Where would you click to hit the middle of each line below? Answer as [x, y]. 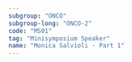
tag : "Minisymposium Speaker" [60, 38]
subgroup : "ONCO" [38, 16]
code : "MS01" [30, 31]
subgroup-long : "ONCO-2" [50, 23]
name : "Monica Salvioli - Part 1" [67, 46]
